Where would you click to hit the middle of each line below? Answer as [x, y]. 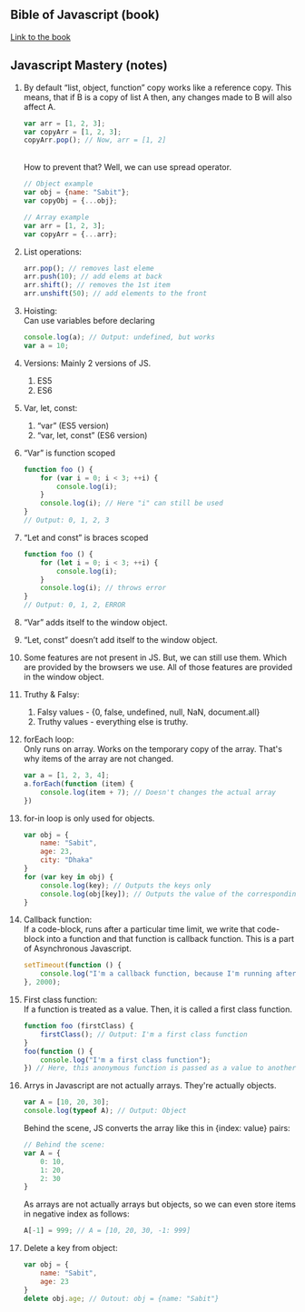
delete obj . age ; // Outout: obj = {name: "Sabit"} [121, 1298]
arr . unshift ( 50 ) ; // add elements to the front [115, 294]
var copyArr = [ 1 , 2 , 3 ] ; [72, 132]
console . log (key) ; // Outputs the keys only [126, 886]
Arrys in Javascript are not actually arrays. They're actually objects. [150, 1086]
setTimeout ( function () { [72, 966]
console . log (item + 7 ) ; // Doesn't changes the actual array [158, 792]
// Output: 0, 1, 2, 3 [66, 520]
